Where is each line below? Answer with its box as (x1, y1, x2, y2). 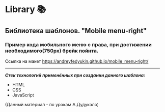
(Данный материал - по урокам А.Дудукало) (5, 101, 99, 107)
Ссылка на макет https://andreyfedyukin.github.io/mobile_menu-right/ (5, 58, 149, 64)
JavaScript (12, 92, 34, 98)
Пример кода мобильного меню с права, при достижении (5, 41, 152, 48)
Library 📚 (5, 4, 47, 15)
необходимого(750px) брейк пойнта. (5, 47, 99, 54)
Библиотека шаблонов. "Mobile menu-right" (5, 26, 147, 35)
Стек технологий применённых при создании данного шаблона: (5, 72, 146, 78)
